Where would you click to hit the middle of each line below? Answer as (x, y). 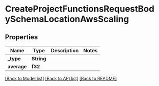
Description (65, 50)
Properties (21, 37)
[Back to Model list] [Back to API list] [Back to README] (61, 79)
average (17, 66)
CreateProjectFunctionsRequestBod (80, 9)
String (39, 59)
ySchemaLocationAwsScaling (67, 19)
